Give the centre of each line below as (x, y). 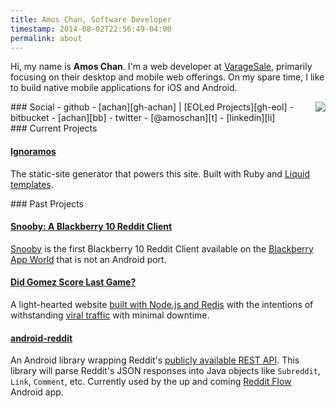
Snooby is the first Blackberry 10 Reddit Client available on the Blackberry (162, 248)
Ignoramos (33, 151)
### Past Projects (47, 203)
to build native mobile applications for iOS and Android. (124, 88)
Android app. (37, 392)
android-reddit (41, 338)
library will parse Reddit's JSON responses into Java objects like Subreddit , (165, 371)
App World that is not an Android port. (88, 259)
